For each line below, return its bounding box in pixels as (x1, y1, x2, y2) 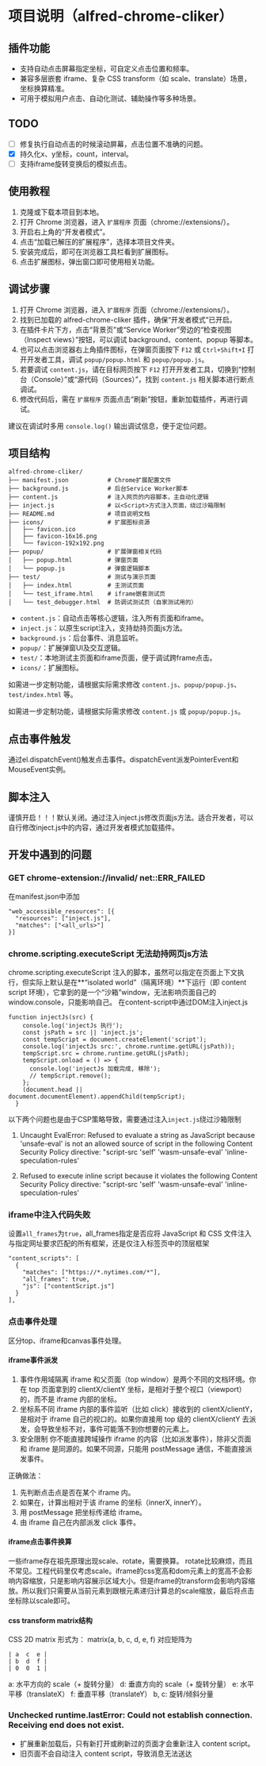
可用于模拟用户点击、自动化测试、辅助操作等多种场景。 (19, 94, 200, 103)
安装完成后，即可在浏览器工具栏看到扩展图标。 (19, 247, 173, 256)
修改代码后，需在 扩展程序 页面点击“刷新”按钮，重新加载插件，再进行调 (19, 394, 248, 403)
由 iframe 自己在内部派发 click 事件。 (19, 1517, 141, 1527)
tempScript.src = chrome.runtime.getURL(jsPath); (22, 1050, 190, 1058)
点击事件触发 (8, 732, 71, 746)
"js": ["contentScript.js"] (22, 1282, 115, 1290)
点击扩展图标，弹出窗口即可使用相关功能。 (19, 256, 159, 266)
